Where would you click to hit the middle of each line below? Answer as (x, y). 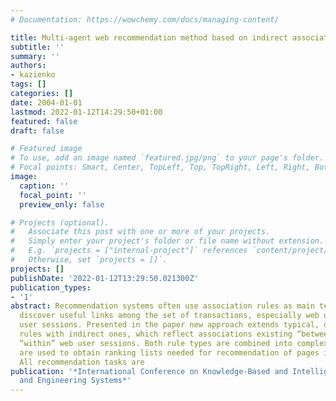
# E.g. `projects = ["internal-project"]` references (129, 251)
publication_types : (51, 287)
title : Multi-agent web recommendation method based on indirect (149, 37)
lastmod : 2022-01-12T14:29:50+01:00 (86, 112)
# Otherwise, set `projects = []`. (89, 260)
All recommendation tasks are (82, 362)
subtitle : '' (37, 47)
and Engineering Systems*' (75, 381)
